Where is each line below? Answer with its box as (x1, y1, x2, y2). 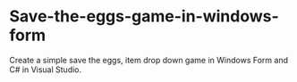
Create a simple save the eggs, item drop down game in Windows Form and (9, 54, 289, 65)
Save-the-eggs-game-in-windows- (9, 6, 279, 27)
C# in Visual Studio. (9, 64, 82, 75)
